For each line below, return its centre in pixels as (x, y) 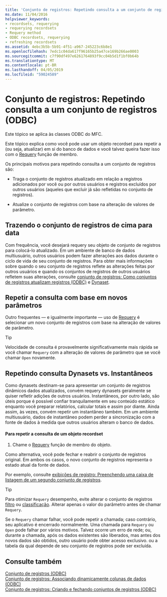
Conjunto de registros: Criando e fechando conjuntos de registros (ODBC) (81, 590)
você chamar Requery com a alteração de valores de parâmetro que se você (83, 352)
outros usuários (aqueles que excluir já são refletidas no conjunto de (83, 189)
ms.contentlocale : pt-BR (31, 65)
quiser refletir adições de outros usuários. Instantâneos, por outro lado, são (83, 396)
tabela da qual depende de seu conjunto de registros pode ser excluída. (79, 546)
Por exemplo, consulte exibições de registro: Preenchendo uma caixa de (79, 475)
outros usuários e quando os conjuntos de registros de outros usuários (78, 271)
